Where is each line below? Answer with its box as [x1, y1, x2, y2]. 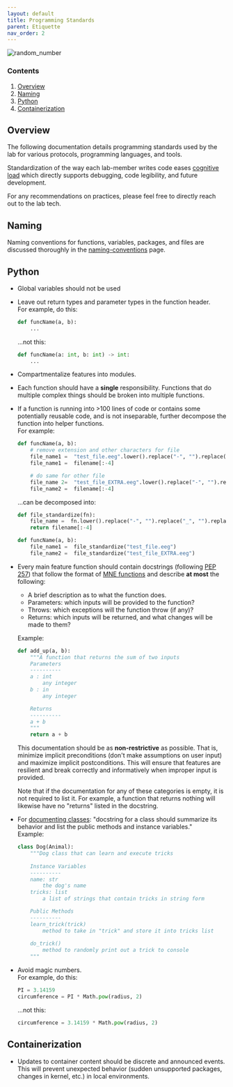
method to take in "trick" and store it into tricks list [42, 927, 214, 934]
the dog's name [42, 882, 87, 889]
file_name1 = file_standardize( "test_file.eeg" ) [30, 543, 177, 550]
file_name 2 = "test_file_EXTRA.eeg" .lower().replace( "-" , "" [30, 479, 214, 486]
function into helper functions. [17, 419, 104, 428]
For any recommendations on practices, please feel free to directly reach [7, 192, 216, 201]
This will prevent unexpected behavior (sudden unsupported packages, [17, 1064, 223, 1073]
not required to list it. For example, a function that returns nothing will [17, 794, 216, 803]
